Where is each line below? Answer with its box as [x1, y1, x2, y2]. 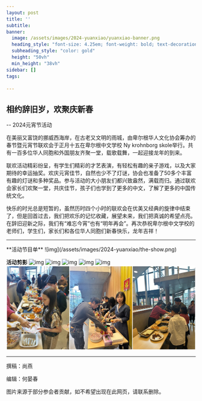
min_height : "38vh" [11, 60, 61, 66]
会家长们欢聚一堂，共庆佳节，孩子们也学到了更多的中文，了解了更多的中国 [6, 184, 191, 192]
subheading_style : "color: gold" [11, 48, 96, 54]
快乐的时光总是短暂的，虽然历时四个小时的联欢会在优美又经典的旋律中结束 [6, 205, 191, 212]
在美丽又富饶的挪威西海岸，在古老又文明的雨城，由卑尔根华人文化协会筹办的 [6, 134, 196, 141]
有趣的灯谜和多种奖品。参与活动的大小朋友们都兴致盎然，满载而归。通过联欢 [6, 177, 196, 184]
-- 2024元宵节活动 [6, 121, 52, 129]
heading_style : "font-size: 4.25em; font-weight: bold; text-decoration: [11, 42, 200, 48]
